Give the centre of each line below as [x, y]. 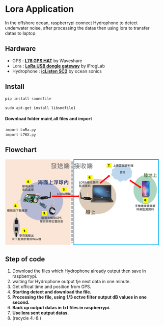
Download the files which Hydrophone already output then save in [79, 271]
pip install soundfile [28, 99]
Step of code [25, 259]
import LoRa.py [21, 130]
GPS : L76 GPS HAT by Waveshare [47, 61]
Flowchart [21, 150]
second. [21, 302]
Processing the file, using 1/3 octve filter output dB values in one [80, 297]
